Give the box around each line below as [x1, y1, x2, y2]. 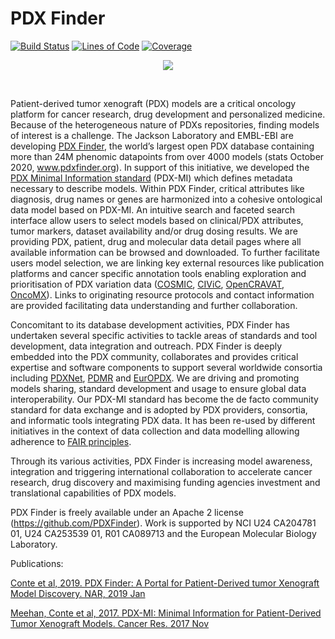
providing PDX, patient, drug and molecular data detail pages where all [10, 235, 302, 247]
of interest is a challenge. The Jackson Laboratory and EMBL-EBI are [10, 129, 294, 141]
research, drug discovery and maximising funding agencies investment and [10, 476, 321, 488]
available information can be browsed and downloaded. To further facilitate [10, 246, 320, 258]
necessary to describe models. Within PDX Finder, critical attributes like [10, 182, 305, 194]
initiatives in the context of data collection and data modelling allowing [10, 425, 300, 437]
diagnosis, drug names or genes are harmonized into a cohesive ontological [10, 193, 323, 205]
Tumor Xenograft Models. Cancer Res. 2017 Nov [10, 617, 210, 629]
